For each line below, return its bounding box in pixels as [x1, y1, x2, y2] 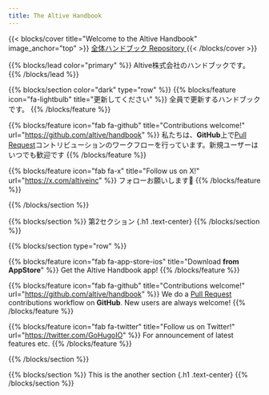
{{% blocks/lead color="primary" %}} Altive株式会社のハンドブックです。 [8, 60, 250, 70]
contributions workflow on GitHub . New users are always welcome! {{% [8, 297, 246, 307]
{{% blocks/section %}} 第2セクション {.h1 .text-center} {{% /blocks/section [8, 216, 260, 226]
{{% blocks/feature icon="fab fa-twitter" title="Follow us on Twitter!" [8, 321, 235, 331]
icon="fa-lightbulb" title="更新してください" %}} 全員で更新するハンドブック [8, 94, 261, 104]
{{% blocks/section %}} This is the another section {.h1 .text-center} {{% [8, 369, 248, 379]
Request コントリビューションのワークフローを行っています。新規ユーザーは [8, 139, 259, 149]
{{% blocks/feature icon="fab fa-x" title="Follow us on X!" [8, 166, 200, 175]
